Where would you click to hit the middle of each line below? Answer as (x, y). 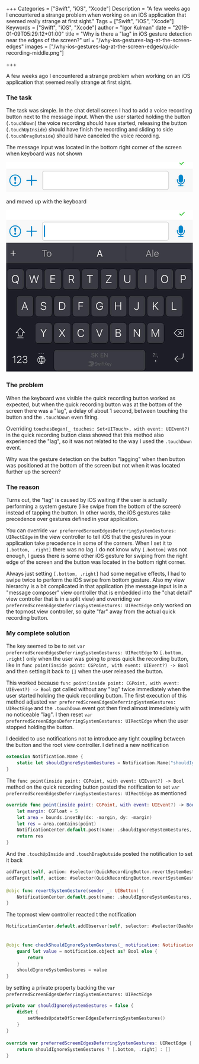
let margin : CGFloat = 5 (47, 811)
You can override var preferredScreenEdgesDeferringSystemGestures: (91, 530)
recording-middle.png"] (35, 53)
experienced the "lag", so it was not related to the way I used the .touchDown (99, 441)
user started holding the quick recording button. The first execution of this (97, 696)
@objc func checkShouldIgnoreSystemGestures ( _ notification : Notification (100, 945)
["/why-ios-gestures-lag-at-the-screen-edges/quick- (114, 46)
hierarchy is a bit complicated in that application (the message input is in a (97, 586)
